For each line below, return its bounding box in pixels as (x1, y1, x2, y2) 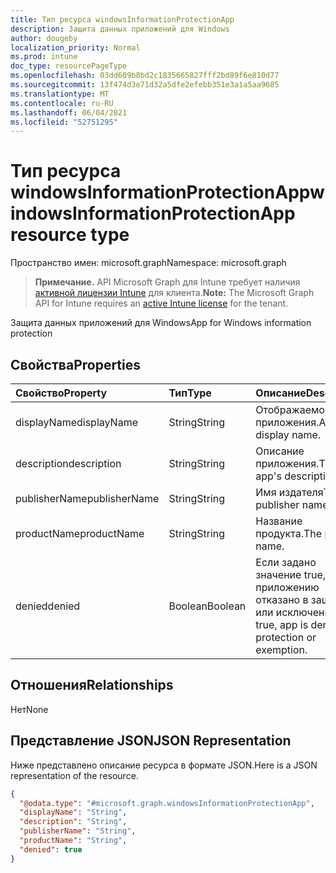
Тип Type (168, 386, 212, 400)
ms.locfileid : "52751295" (10, 117, 118, 127)
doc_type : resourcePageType (10, 61, 128, 71)
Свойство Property (15, 386, 108, 400)
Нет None (10, 703, 49, 715)
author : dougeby (10, 33, 78, 43)
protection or (255, 631, 317, 644)
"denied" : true (19, 844, 83, 855)
